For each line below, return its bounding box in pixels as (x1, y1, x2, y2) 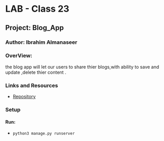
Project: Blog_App (5, 23, 64, 32)
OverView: (5, 52, 33, 59)
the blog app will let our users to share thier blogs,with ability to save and (5, 64, 159, 70)
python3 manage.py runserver (12, 131, 75, 136)
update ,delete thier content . (5, 69, 66, 75)
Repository (12, 94, 36, 100)
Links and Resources (5, 82, 58, 89)
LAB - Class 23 (5, 3, 69, 15)
